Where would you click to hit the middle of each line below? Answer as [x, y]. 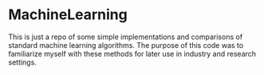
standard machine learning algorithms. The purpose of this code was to [126, 45]
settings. [23, 62]
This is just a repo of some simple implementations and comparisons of [126, 37]
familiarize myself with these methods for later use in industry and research [132, 53]
